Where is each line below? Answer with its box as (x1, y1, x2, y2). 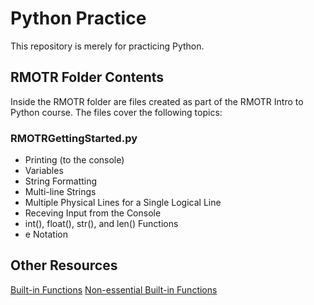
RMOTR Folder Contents (10, 69, 165, 86)
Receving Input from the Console (24, 207, 162, 219)
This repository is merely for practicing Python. (10, 40, 205, 52)
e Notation (24, 228, 68, 241)
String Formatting (24, 175, 98, 187)
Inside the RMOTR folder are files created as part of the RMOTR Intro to (10, 95, 304, 107)
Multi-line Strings (24, 186, 97, 198)
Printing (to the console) (24, 154, 125, 166)
